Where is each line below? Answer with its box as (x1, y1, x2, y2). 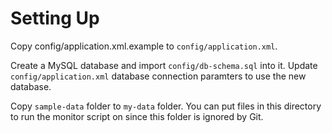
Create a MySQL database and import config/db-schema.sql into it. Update (10, 59, 318, 71)
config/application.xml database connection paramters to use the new (10, 70, 307, 82)
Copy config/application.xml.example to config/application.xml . (10, 40, 278, 52)
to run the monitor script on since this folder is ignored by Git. (10, 110, 264, 122)
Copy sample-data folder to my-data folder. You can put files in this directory (10, 100, 322, 112)
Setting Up (10, 7, 100, 30)
